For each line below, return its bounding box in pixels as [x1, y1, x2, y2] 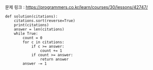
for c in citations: [22, 40, 65, 45]
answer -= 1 [22, 61, 47, 66]
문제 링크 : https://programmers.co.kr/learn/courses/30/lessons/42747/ [5, 4, 148, 10]
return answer [40, 57, 69, 62]
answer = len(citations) [14, 27, 65, 32]
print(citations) [14, 23, 49, 27]
